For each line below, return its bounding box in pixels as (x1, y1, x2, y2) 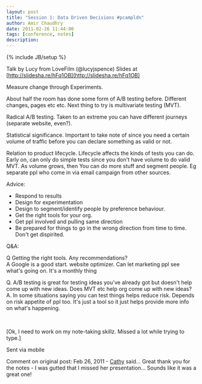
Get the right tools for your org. (14, 212, 92, 218)
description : (6, 37, 39, 43)
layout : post (6, 8, 39, 15)
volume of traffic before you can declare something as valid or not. (6, 138, 172, 145)
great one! (6, 371, 32, 378)
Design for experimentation (14, 199, 83, 206)
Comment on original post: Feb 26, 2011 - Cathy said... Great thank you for (6, 358, 191, 365)
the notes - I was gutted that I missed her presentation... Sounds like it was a (6, 364, 197, 371)
